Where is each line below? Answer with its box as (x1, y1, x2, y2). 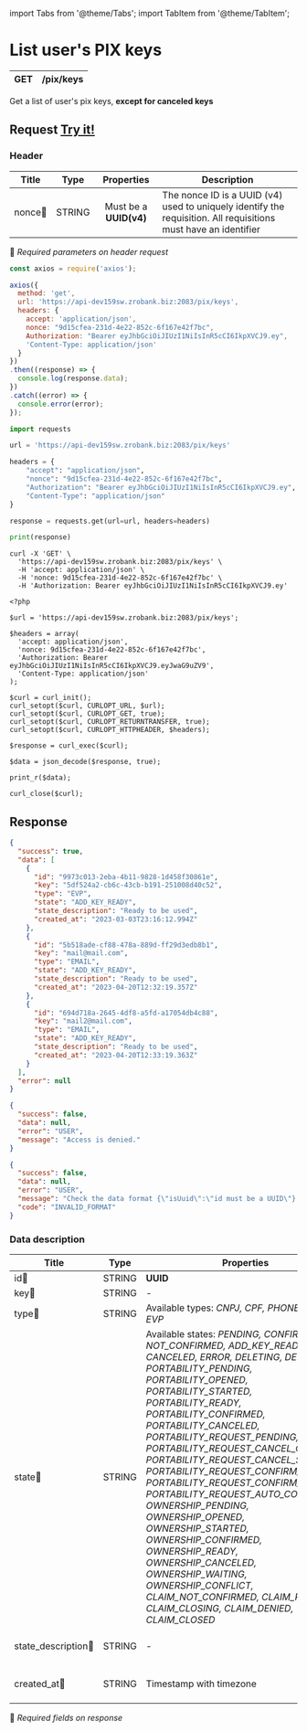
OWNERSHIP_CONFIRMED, (145, 1533, 262, 1546)
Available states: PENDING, (145, 1327, 262, 1340)
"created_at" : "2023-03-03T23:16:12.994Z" (33, 914, 198, 924)
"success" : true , (17, 846, 84, 855)
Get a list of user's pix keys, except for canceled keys (9, 95, 214, 106)
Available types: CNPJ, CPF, (145, 1302, 266, 1314)
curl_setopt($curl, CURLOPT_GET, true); (9, 709, 166, 718)
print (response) (9, 533, 71, 542)
